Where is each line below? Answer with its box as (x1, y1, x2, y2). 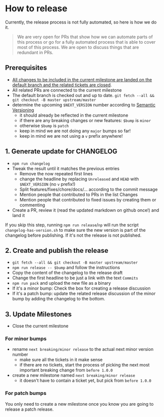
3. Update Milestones (5, 310, 72, 319)
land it (12, 212, 25, 218)
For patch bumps (5, 390, 47, 397)
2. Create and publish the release (5, 246, 109, 255)
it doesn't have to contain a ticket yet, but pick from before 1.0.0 (19, 378, 151, 384)
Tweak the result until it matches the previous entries (12, 165, 120, 172)
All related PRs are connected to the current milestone (12, 87, 122, 93)
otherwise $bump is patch (19, 123, 69, 128)
